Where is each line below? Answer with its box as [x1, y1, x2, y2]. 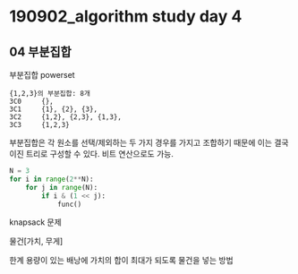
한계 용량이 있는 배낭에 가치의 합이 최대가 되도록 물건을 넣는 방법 [9, 255, 234, 266]
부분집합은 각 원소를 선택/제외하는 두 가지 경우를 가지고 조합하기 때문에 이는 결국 [9, 137, 289, 148]
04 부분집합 [9, 44, 72, 59]
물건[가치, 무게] [9, 235, 64, 247]
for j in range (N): [25, 183, 98, 192]
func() [56, 200, 82, 209]
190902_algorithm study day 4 [9, 6, 243, 27]
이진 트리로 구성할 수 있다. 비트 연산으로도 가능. [9, 149, 175, 158]
